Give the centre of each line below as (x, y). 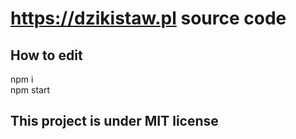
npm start (30, 90)
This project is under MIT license (114, 121)
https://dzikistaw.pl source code (148, 18)
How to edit (46, 55)
